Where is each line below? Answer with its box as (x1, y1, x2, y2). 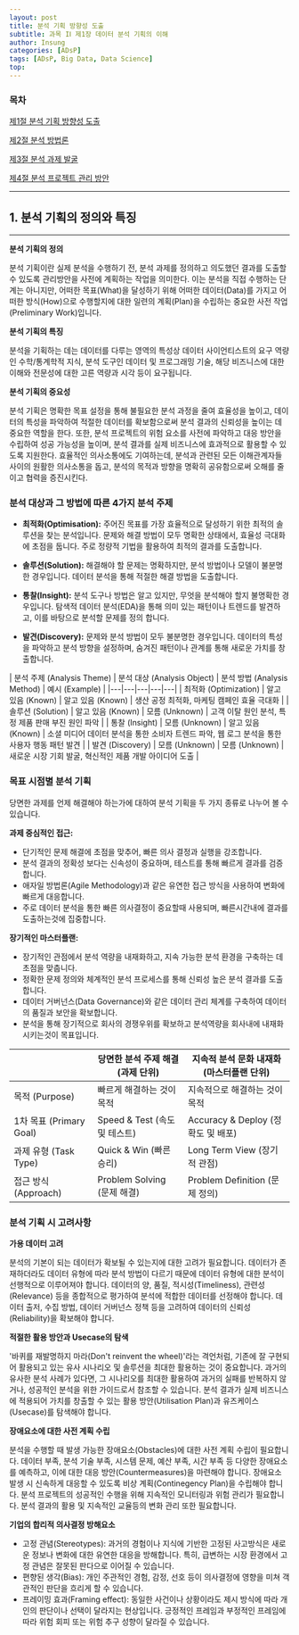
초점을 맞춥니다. (21, 962, 77, 973)
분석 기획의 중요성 (9, 386, 71, 397)
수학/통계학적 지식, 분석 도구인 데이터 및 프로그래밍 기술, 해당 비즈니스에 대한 (18, 356, 285, 367)
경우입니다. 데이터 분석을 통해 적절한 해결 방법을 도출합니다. (31, 571, 238, 582)
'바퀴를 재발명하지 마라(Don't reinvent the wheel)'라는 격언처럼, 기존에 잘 (9, 1350, 267, 1361)
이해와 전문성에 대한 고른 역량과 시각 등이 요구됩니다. (9, 367, 192, 378)
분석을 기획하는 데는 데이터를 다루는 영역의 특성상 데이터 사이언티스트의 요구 (9, 344, 273, 355)
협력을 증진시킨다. (25, 472, 88, 483)
